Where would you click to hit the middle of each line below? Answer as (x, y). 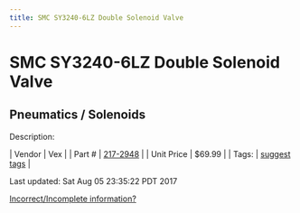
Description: (32, 136)
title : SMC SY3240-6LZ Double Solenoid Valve (96, 18)
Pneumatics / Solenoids (78, 115)
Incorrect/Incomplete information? (73, 199)
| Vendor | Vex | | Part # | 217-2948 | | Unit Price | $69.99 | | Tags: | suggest (150, 153)
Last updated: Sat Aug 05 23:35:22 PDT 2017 (94, 181)
